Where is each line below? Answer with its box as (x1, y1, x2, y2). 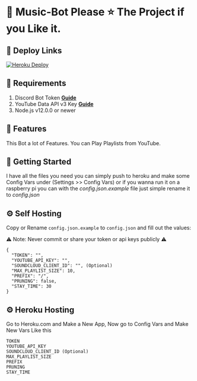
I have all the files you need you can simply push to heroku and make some (6, 172, 190, 180)
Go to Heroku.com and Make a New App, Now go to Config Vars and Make (6, 321, 189, 328)
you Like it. (6, 22, 61, 36)
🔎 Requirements (6, 78, 66, 88)
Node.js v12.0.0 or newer (14, 107, 76, 114)
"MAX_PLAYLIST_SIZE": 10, (11, 268, 76, 274)
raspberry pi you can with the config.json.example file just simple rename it (6, 185, 190, 192)
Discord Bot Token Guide (14, 94, 77, 101)
